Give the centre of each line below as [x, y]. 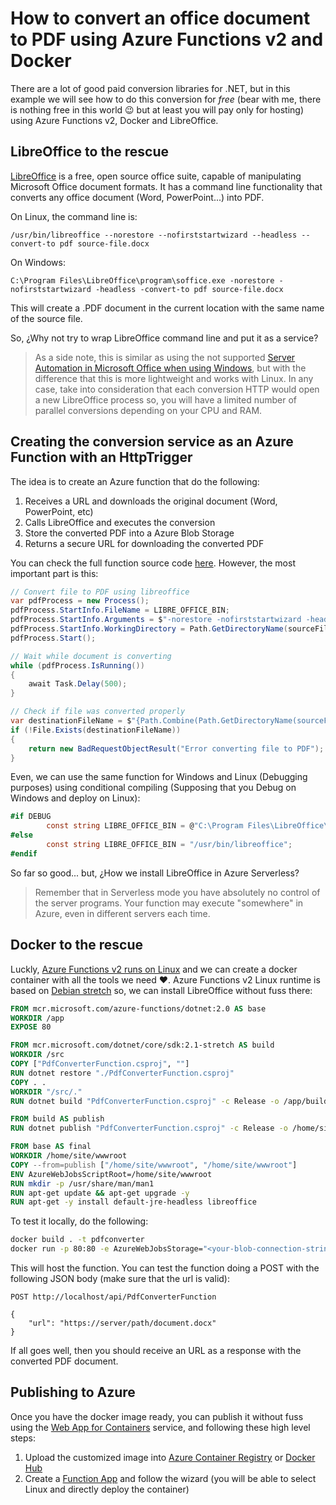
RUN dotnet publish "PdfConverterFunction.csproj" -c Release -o [149, 1128]
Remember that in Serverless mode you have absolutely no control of [177, 892]
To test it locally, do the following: [79, 1221]
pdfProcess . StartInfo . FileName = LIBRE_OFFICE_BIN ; [120, 610]
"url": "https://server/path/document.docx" [122, 1323]
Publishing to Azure [73, 1392]
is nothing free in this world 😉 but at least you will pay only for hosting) [157, 109]
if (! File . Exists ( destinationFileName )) [96, 730]
